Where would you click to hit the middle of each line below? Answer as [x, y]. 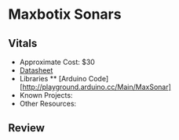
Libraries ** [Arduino [53, 79]
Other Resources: [48, 104]
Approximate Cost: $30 [57, 62]
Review [27, 128]
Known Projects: [46, 95]
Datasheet [36, 70]
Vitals [23, 43]
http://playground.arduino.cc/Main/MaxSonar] [97, 87]
